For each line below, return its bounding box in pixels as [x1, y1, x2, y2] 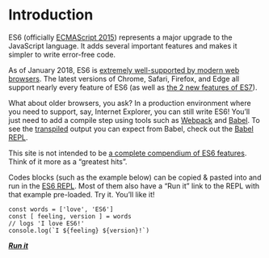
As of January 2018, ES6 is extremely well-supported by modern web [8, 65, 240, 74]
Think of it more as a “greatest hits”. [8, 156, 128, 167]
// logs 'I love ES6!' [8, 219, 85, 227]
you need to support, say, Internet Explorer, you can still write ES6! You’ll [8, 107, 250, 116]
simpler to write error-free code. [8, 49, 116, 59]
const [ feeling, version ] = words [8, 212, 132, 220]
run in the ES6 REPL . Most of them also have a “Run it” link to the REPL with [8, 180, 260, 191]
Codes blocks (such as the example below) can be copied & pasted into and [8, 172, 262, 182]
